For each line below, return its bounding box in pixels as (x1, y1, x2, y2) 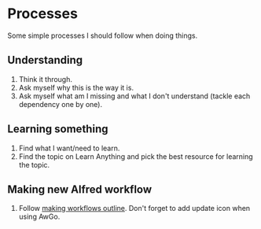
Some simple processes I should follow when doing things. (7, 31, 198, 40)
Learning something (7, 123, 108, 136)
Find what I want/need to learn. (18, 143, 120, 153)
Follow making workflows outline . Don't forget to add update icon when (18, 204, 251, 213)
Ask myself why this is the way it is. (18, 83, 134, 92)
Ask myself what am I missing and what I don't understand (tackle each (18, 91, 251, 101)
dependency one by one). (18, 99, 103, 109)
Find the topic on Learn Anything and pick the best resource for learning (18, 151, 253, 161)
